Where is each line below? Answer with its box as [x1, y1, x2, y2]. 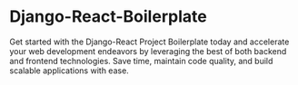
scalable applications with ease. [9, 65, 129, 76]
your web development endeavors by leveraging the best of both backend [9, 45, 287, 56]
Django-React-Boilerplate [9, 6, 207, 27]
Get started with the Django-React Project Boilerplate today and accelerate [9, 36, 290, 47]
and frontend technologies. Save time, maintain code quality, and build [9, 55, 273, 66]
